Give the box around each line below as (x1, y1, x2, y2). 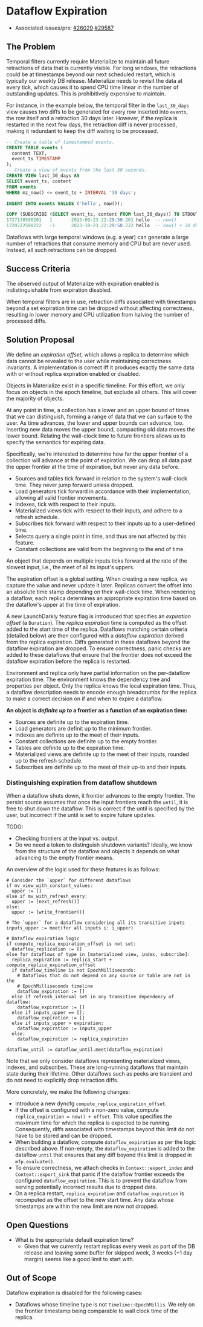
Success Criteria (6, 264, 71, 274)
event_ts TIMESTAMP (11, 156, 61, 162)
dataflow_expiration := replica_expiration (17, 1036, 129, 1042)
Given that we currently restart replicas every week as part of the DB (24, 1242, 195, 1250)
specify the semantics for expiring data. (6, 438, 106, 445)
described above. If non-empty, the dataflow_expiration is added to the (14, 1145, 195, 1152)
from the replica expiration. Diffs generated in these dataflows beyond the (6, 638, 190, 645)
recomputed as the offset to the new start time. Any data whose (14, 1196, 174, 1203)
